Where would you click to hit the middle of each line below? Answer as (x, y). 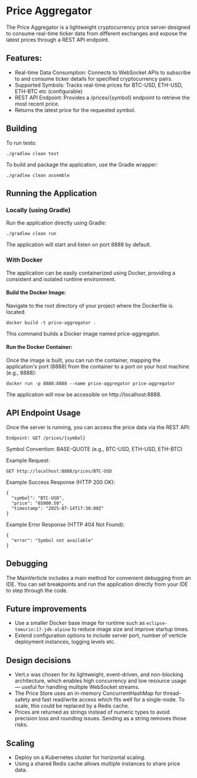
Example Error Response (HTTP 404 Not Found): (65, 524)
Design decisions (39, 660)
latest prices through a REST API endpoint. (58, 39)
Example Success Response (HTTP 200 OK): (61, 482)
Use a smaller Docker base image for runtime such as (80, 623)
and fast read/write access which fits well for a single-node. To (108, 700)
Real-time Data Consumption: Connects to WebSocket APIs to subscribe (103, 72)
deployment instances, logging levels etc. (65, 642)
